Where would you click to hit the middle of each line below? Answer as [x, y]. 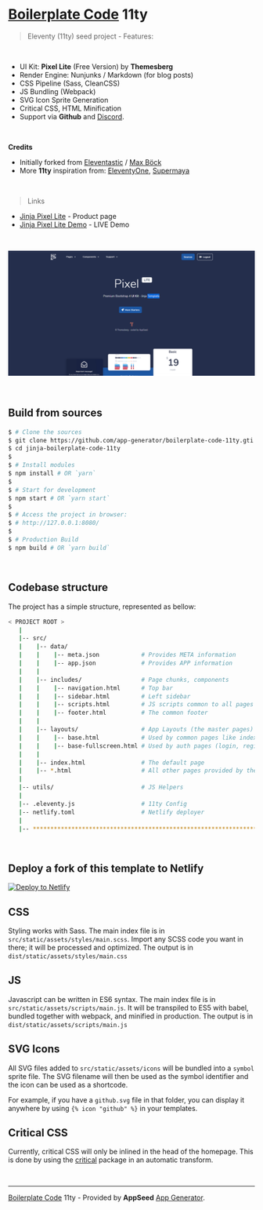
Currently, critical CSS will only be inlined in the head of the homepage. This [131, 1152]
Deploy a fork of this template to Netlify [106, 868]
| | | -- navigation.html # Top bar [96, 688]
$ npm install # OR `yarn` [52, 474]
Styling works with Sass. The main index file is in [86, 931]
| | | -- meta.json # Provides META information [127, 655]
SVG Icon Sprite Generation [64, 100]
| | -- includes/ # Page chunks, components [124, 680]
